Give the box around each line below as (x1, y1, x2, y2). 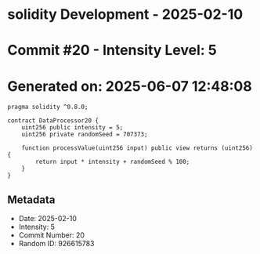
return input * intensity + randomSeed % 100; (35, 158, 190, 166)
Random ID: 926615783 (18, 239, 95, 249)
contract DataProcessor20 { (7, 117, 99, 125)
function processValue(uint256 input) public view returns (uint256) (21, 144, 254, 152)
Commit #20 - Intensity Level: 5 (7, 42, 217, 60)
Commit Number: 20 (18, 230, 85, 240)
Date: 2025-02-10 (18, 214, 78, 223)
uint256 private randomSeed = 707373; (21, 131, 148, 139)
